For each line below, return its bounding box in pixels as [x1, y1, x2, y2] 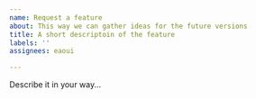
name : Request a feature [9, 13, 103, 22]
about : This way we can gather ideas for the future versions [9, 22, 248, 31]
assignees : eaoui [9, 47, 75, 56]
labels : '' [9, 38, 50, 48]
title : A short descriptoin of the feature [9, 30, 176, 39]
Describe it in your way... [9, 79, 102, 90]
